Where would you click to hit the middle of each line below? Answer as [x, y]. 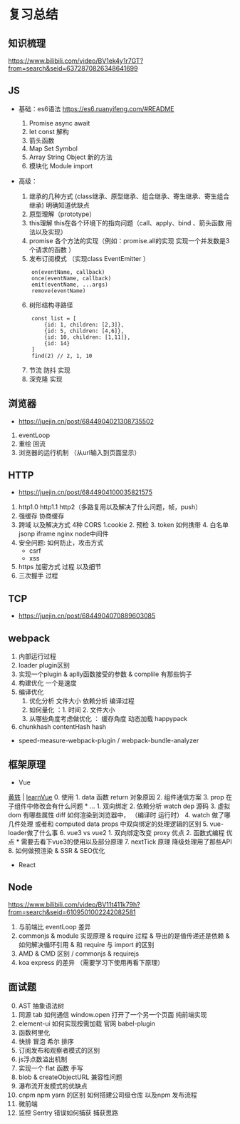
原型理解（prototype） [62, 214]
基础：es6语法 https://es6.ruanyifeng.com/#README [96, 108]
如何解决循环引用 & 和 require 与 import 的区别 [86, 944]
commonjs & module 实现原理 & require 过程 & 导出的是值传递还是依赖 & [124, 936]
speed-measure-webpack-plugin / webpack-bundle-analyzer [109, 741]
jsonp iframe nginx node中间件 [63, 534]
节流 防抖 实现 [49, 370]
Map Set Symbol [53, 148]
